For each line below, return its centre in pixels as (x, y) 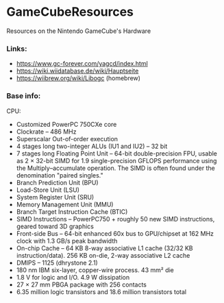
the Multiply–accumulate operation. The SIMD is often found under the (115, 168)
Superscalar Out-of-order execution (67, 138)
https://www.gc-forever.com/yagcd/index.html (82, 64)
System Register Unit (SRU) (55, 197)
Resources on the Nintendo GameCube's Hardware (79, 31)
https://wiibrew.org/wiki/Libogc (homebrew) (78, 78)
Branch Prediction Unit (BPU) (57, 182)
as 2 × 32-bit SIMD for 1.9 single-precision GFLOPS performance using (116, 160)
